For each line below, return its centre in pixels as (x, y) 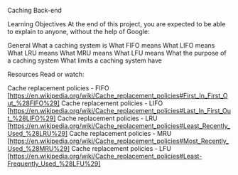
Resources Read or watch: (46, 74)
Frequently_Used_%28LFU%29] (54, 164)
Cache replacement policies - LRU (107, 118)
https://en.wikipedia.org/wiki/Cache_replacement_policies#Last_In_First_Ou (120, 111)
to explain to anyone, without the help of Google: (79, 32)
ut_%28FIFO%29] (34, 103)
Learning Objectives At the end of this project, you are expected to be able (117, 24)
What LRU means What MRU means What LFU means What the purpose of (117, 53)
